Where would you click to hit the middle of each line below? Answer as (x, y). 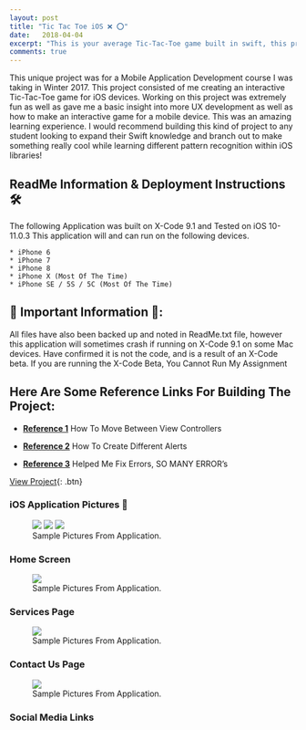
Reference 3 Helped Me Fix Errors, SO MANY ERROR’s (125, 464)
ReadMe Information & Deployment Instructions (148, 184)
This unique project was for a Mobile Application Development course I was (151, 78)
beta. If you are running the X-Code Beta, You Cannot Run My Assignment (148, 363)
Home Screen (40, 559)
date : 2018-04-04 (46, 35)
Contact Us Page (47, 664)
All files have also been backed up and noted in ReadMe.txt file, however (146, 334)
